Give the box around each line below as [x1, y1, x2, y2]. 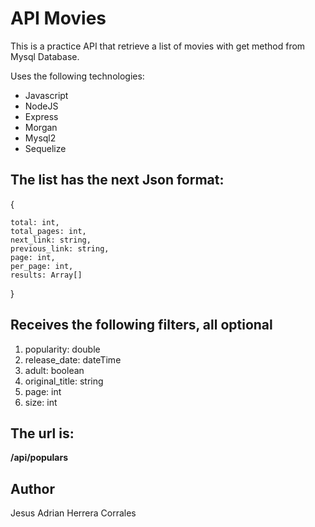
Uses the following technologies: [10, 70, 145, 82]
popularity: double [24, 343, 101, 355]
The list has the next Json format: [10, 172, 225, 189]
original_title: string [24, 375, 104, 387]
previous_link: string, [10, 243, 110, 254]
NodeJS [24, 100, 59, 112]
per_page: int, [10, 261, 74, 271]
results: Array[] [10, 270, 83, 280]
